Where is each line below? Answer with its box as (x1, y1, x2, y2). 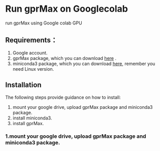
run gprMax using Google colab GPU (5, 20, 82, 26)
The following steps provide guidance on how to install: (5, 94, 121, 100)
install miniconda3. (12, 115, 52, 121)
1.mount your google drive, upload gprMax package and (5, 133, 146, 140)
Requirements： (5, 36, 57, 45)
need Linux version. (12, 66, 54, 72)
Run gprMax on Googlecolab (5, 3, 128, 15)
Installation (5, 81, 42, 89)
